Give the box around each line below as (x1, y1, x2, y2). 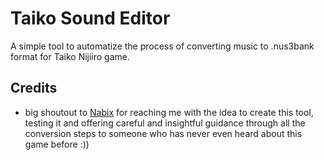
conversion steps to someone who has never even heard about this (24, 127, 303, 139)
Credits (10, 80, 58, 97)
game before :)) (24, 138, 90, 150)
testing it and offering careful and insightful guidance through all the (24, 117, 306, 129)
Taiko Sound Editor (10, 7, 171, 30)
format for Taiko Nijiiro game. (10, 50, 131, 62)
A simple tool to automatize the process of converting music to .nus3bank (10, 40, 315, 52)
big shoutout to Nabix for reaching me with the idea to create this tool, (24, 106, 314, 118)
